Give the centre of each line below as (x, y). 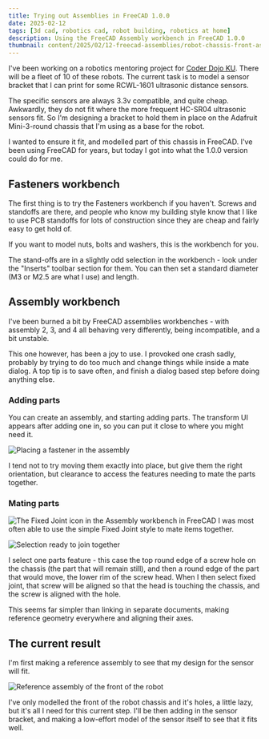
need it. (21, 435)
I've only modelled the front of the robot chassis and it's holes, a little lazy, (131, 702)
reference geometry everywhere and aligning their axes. (101, 618)
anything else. (32, 379)
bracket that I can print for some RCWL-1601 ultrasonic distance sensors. (129, 86)
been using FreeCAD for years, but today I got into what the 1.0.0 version (128, 151)
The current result (55, 643)
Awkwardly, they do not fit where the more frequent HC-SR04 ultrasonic (127, 110)
